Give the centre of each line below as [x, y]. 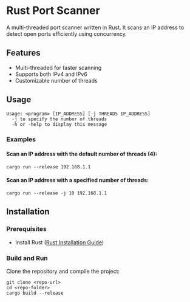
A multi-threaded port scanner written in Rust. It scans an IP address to [95, 27]
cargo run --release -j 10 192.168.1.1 [57, 193]
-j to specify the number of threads [59, 119]
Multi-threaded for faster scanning [58, 67]
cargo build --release [35, 293]
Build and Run [27, 258]
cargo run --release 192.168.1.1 [49, 167]
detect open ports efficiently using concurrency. [67, 33]
